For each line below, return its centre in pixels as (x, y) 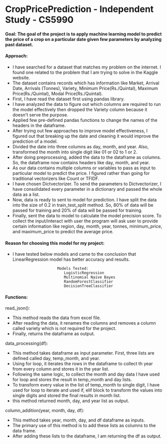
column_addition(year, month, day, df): (45, 411)
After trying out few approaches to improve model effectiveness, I (80, 130)
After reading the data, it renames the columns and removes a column (84, 323)
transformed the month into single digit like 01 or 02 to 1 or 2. (75, 152)
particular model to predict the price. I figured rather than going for (81, 173)
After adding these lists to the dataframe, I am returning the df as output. (87, 436)
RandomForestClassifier (88, 282)
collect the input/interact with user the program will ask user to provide (85, 221)
